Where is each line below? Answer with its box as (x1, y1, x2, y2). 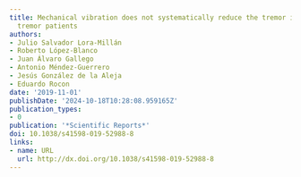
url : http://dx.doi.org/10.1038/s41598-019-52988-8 (17, 154, 215, 164)
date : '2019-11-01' (9, 88, 82, 97)
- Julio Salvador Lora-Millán (9, 38, 123, 47)
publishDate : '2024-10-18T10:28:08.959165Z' (9, 96, 178, 105)
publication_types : (9, 105, 82, 114)
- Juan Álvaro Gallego (9, 55, 94, 63)
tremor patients (17, 21, 78, 30)
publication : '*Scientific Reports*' (9, 122, 150, 131)
